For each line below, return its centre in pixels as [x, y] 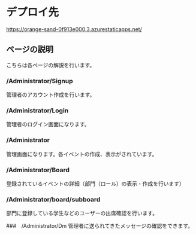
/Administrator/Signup [40, 81]
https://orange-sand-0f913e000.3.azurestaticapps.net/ [74, 29]
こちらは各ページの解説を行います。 [51, 65]
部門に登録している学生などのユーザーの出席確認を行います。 [82, 213]
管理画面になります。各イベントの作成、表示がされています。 [82, 154]
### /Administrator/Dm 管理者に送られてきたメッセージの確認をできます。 [100, 226]
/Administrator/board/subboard [53, 199]
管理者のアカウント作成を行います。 [51, 95]
